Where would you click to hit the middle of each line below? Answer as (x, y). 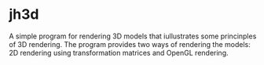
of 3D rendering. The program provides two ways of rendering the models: (130, 44)
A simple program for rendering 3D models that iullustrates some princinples (133, 36)
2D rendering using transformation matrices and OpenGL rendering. (119, 52)
